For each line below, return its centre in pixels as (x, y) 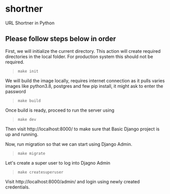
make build (29, 101)
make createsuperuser (40, 172)
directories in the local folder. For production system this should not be (79, 56)
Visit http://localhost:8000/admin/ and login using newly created (73, 181)
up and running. (22, 134)
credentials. (18, 187)
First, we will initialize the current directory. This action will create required (83, 51)
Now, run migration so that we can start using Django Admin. (69, 144)
